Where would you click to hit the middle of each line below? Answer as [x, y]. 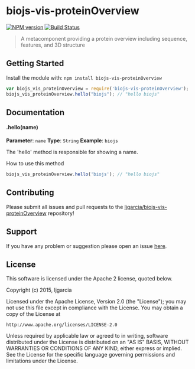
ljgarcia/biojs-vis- [146, 207]
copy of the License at [33, 314]
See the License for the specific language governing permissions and [91, 355]
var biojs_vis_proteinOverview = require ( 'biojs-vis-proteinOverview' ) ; [97, 89]
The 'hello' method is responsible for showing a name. [72, 152]
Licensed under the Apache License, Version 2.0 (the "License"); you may [96, 302]
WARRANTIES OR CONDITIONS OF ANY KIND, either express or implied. [94, 348]
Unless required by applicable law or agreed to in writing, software [87, 336]
